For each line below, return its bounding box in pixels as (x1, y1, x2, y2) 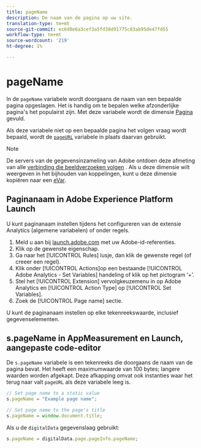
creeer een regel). (15, 258, 61, 265)
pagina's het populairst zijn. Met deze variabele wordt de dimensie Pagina (6, 108, 193, 115)
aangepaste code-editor (6, 343, 101, 353)
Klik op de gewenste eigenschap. (15, 245, 99, 252)
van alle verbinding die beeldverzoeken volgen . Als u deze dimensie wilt (6, 163, 190, 170)
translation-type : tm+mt (6, 20, 70, 26)
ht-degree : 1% (6, 44, 43, 50)
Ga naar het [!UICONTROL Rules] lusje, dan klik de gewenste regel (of (15, 251, 192, 259)
